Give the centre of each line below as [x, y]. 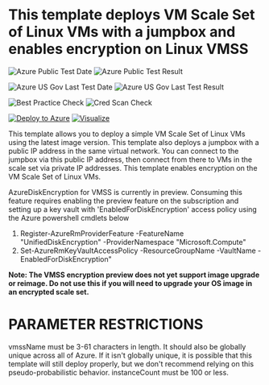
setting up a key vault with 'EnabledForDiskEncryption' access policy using [133, 209]
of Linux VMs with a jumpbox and [122, 32]
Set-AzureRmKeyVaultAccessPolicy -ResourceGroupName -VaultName [138, 250]
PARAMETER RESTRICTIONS [106, 325]
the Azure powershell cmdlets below [69, 217]
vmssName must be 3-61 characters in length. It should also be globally [127, 346]
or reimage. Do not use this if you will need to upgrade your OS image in [130, 283]
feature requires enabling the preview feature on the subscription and [124, 201]
